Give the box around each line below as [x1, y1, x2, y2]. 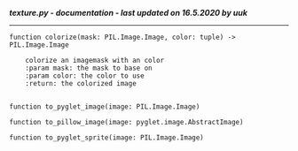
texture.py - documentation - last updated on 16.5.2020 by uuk [9, 8, 248, 18]
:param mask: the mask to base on [25, 64, 153, 72]
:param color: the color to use [25, 72, 145, 80]
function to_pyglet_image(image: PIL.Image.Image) [9, 102, 200, 111]
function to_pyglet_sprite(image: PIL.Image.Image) [9, 133, 204, 142]
